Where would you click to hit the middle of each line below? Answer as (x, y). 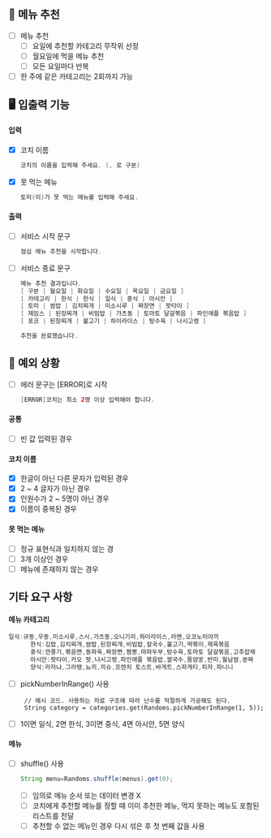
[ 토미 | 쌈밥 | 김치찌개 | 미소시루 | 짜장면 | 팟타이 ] (105, 306)
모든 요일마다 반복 (60, 66)
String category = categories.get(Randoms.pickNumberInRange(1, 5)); (144, 708)
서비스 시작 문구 (45, 236)
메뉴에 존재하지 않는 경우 (59, 569)
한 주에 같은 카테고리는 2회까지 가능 (77, 76)
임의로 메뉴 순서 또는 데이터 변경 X (87, 796)
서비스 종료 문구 (45, 268)
